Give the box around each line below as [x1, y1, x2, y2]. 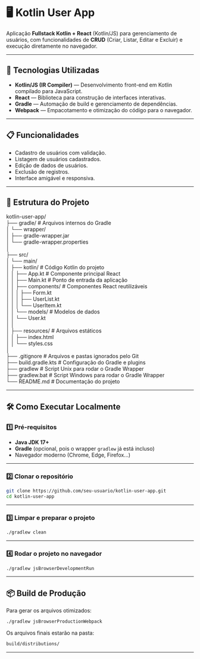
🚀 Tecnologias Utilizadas [6, 65, 99, 76]
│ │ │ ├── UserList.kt [6, 295, 60, 303]
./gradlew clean [6, 529, 46, 535]
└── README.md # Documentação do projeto [6, 378, 120, 385]
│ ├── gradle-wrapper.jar [6, 232, 70, 239]
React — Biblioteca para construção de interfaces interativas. [14, 94, 166, 101]
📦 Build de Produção [6, 588, 86, 598]
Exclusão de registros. [14, 168, 70, 175]
